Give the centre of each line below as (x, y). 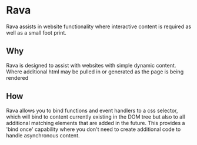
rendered (17, 77)
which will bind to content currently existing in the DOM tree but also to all (96, 117)
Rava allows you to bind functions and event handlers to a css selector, (92, 110)
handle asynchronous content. (43, 135)
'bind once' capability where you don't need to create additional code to (94, 129)
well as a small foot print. (36, 32)
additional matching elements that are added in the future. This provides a (96, 123)
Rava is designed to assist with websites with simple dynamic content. (91, 65)
